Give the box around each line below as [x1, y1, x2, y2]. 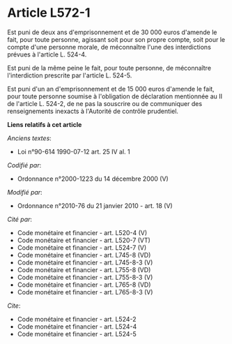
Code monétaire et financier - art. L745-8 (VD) [17, 250, 151, 259]
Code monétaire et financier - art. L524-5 [17, 329, 137, 338]
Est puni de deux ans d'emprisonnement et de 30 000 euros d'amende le [7, 28, 217, 36]
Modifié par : [7, 188, 43, 196]
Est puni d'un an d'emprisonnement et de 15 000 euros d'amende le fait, [7, 84, 215, 93]
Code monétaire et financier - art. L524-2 [17, 315, 137, 323]
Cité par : [7, 215, 33, 223]
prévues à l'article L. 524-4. [7, 50, 87, 59]
